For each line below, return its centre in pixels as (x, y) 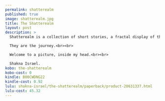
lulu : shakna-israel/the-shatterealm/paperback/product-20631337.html (79, 86)
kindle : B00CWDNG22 (25, 77)
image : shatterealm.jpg (29, 19)
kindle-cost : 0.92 (24, 82)
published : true (22, 14)
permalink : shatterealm (29, 10)
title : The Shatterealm (29, 23)
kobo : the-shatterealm (28, 68)
